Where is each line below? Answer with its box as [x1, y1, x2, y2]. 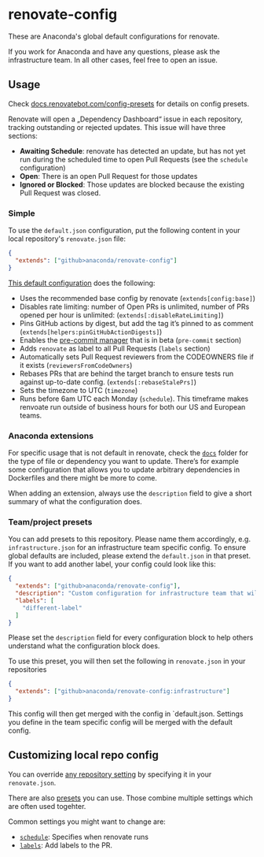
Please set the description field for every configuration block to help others [8, 633, 254, 643]
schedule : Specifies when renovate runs [19, 832, 149, 841]
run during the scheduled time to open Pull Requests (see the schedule [19, 154, 249, 164]
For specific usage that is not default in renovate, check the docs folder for [8, 447, 249, 458]
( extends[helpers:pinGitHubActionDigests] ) [19, 327, 163, 336]
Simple [8, 207, 35, 218]
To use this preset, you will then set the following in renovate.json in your [8, 656, 246, 666]
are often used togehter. [8, 801, 86, 811]
